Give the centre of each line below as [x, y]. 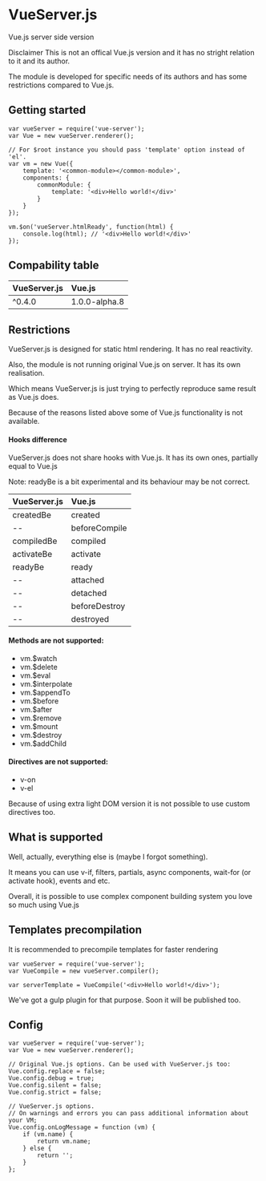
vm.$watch [38, 658]
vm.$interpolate [46, 683]
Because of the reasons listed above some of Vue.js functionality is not [125, 413]
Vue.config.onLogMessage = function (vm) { [82, 1127]
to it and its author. [39, 61]
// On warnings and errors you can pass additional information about [129, 1114]
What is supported [56, 838]
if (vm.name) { [48, 1135]
